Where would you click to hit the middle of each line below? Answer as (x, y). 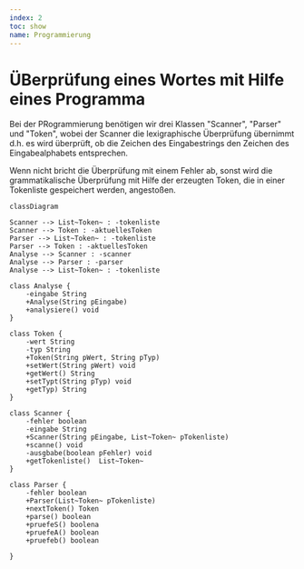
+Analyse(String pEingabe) (77, 302)
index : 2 (26, 18)
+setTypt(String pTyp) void (78, 382)
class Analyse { (40, 286)
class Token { (36, 334)
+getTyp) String (57, 390)
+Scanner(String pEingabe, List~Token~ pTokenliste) (127, 437)
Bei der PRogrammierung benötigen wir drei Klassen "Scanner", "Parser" (145, 125)
